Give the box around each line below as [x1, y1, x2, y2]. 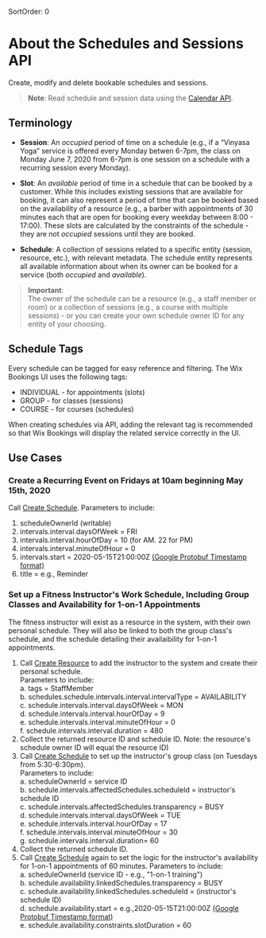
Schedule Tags [8, 342, 83, 356]
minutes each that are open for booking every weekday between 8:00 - [19, 212, 254, 221]
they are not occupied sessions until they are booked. [19, 229, 196, 238]
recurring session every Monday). [19, 162, 131, 172]
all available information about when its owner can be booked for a [19, 261, 238, 271]
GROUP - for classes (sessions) [19, 396, 124, 405]
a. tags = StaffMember [19, 683, 94, 693]
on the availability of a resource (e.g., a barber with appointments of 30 [19, 203, 253, 213]
